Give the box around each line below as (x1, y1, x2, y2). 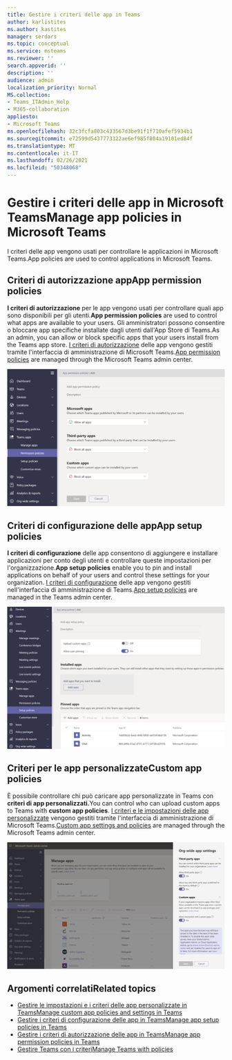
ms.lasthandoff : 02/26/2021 (7, 157, 88, 164)
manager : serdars (7, 33, 57, 40)
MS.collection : (7, 91, 51, 98)
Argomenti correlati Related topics (7, 983, 157, 994)
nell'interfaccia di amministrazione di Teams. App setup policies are (7, 586, 198, 594)
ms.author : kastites (7, 26, 67, 32)
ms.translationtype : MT (7, 142, 76, 149)
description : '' (7, 69, 54, 76)
